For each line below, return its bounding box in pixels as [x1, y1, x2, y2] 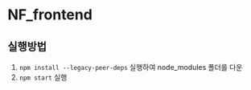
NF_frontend [7, 6, 93, 24]
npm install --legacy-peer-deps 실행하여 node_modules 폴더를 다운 [19, 63, 243, 72]
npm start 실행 [19, 72, 68, 82]
